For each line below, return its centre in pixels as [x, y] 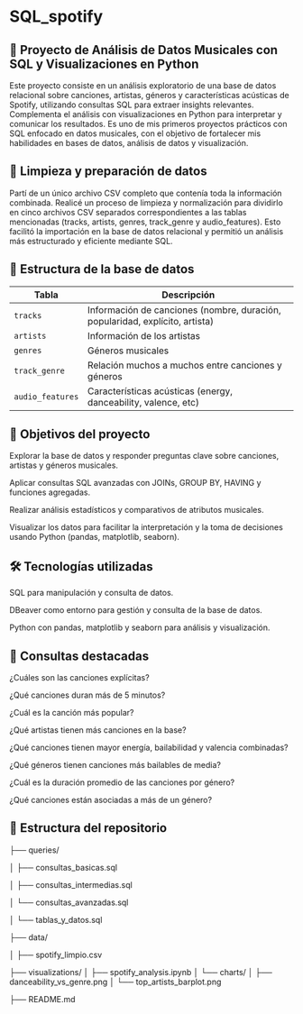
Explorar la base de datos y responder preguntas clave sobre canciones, [144, 456]
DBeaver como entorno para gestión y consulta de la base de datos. [136, 610]
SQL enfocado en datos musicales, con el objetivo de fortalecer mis [135, 133]
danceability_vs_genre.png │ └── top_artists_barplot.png [115, 982]
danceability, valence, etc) [143, 402]
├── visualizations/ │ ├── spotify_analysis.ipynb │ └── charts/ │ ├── [141, 972]
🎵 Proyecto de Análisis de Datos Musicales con [143, 50]
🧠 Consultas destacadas [79, 656]
